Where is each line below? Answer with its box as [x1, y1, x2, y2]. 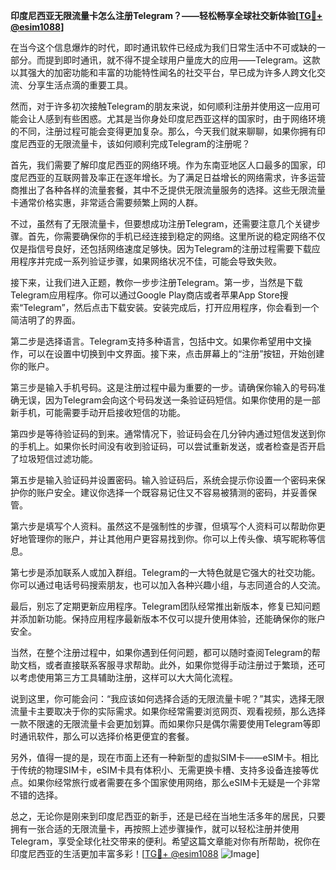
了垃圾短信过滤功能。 [10, 453, 98, 464]
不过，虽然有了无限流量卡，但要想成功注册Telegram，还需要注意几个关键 [10, 218, 312, 229]
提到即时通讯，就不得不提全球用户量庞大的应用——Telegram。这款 [44, 54, 321, 66]
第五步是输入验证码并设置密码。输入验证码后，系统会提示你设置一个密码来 [10, 474, 317, 486]
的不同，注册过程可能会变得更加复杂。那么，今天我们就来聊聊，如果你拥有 [10, 125, 317, 137]
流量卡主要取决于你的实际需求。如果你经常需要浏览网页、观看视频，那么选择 [10, 705, 326, 717]
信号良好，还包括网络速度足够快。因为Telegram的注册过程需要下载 [36, 243, 312, 254]
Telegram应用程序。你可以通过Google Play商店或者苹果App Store [10, 289, 280, 301]
